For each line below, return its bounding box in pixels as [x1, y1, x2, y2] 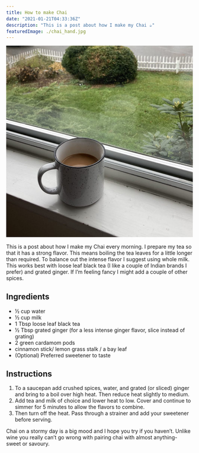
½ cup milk [14, 313, 42, 321]
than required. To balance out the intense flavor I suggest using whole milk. [6, 255, 190, 262]
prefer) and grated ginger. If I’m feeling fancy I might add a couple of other [6, 268, 188, 275]
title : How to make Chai [6, 9, 68, 15]
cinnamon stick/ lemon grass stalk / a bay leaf [14, 345, 127, 353]
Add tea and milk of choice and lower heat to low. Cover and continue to [14, 397, 191, 404]
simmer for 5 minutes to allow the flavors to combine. [14, 404, 145, 411]
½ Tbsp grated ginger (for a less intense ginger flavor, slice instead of [14, 327, 185, 334]
